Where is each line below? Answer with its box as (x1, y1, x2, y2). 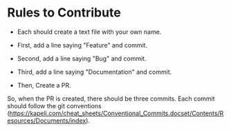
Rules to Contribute (7, 5, 121, 21)
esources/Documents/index (7, 116, 86, 125)
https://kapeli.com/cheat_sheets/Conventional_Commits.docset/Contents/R (9, 109, 224, 117)
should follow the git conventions (7, 101, 102, 110)
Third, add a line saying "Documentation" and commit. (17, 68, 172, 76)
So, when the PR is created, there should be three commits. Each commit (7, 94, 216, 103)
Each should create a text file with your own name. (17, 28, 162, 36)
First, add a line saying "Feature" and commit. (17, 41, 147, 49)
